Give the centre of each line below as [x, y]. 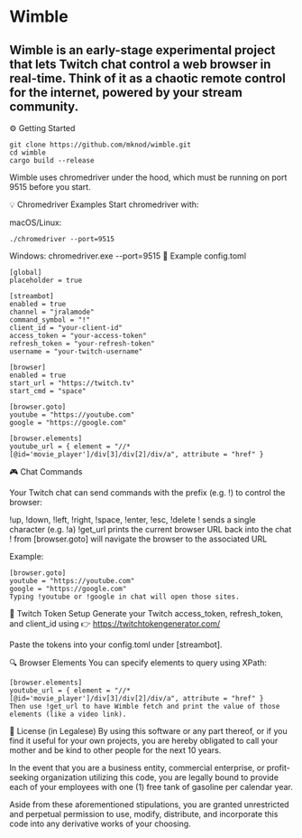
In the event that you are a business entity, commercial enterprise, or [137, 767]
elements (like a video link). [68, 714]
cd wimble [28, 153]
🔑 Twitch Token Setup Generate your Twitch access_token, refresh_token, [146, 613]
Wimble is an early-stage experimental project [142, 50]
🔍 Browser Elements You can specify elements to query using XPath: [138, 663]
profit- [278, 767]
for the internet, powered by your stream [126, 92]
